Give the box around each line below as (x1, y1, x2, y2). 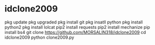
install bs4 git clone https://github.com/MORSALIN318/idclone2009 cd (4, 29, 146, 35)
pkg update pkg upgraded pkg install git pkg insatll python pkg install (4, 19, 143, 25)
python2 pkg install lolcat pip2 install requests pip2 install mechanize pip (4, 24, 151, 30)
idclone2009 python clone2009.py (4, 34, 74, 40)
